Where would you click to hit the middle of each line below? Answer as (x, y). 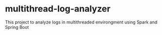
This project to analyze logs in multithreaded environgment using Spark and (81, 22)
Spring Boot (17, 27)
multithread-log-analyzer (58, 9)
